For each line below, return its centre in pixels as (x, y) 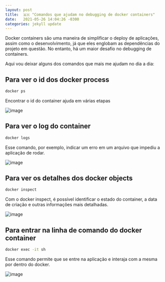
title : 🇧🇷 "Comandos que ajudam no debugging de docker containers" (80, 15)
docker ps (15, 91)
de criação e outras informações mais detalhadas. (57, 205)
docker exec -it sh (25, 250)
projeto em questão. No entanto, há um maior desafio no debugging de (78, 49)
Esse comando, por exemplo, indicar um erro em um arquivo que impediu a (82, 147)
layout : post (19, 10)
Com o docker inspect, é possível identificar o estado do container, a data (81, 199)
